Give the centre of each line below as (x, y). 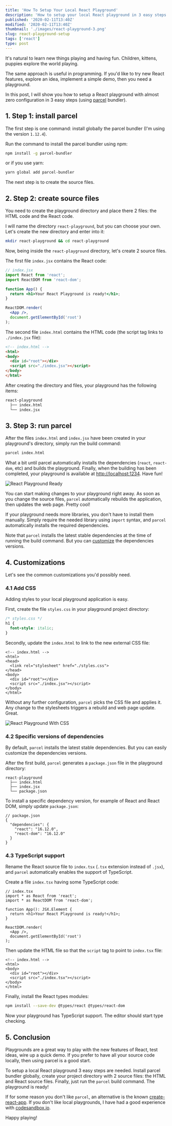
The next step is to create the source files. (50, 182)
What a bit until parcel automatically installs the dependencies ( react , (79, 463)
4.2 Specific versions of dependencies (55, 736)
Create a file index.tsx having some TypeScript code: (62, 882)
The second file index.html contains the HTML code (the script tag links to (84, 332)
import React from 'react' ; (35, 275)
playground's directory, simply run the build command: (63, 444)
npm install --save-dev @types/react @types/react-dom (65, 1006)
